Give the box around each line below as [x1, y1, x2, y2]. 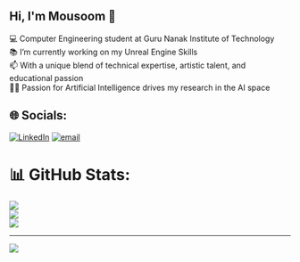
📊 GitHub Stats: [9, 164, 131, 184]
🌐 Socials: [9, 108, 68, 123]
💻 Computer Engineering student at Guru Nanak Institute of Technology [9, 33, 275, 44]
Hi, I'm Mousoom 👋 [9, 9, 116, 24]
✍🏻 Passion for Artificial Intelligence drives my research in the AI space [9, 82, 271, 93]
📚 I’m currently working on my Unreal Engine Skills [9, 46, 198, 57]
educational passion [9, 72, 84, 83]
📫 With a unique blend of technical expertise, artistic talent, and [9, 60, 246, 70]
